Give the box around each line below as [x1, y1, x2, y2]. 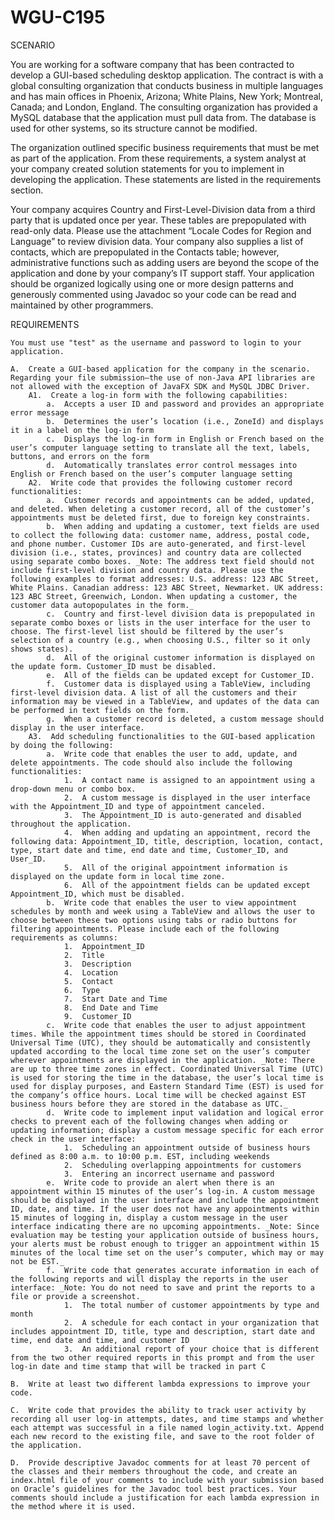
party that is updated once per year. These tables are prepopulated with [10, 214, 307, 226]
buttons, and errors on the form [10, 451, 150, 461]
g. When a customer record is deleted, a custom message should [46, 714, 325, 724]
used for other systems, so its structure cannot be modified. [10, 122, 258, 134]
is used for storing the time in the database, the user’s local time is [10, 1072, 325, 1083]
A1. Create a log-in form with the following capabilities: [28, 390, 288, 400]
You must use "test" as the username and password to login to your [10, 337, 302, 348]
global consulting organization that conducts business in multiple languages [10, 79, 324, 91]
